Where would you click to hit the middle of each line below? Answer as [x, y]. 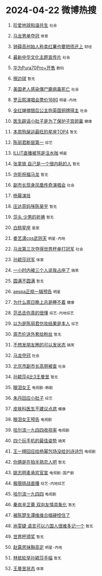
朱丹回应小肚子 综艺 [33, 398]
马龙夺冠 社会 [26, 355]
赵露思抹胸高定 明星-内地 [37, 547]
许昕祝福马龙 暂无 [30, 174]
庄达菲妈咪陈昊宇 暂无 [35, 206]
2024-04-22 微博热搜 [51, 10]
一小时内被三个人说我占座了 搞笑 [46, 270]
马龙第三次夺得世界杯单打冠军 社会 [48, 249]
